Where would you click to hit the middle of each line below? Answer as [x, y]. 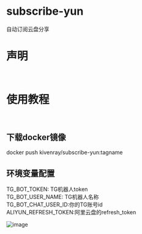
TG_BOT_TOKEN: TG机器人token [47, 189]
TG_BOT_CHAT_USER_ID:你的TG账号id [54, 205]
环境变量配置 [31, 173]
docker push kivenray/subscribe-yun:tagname [65, 152]
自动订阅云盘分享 [28, 29]
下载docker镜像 [36, 137]
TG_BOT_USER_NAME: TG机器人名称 [53, 197]
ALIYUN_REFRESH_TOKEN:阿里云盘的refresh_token [71, 212]
